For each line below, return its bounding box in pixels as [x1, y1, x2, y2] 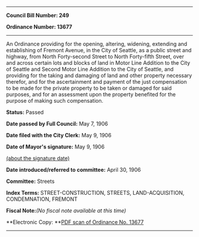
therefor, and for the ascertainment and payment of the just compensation [6, 78, 187, 85]
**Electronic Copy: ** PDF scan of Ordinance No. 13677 [6, 219, 144, 226]
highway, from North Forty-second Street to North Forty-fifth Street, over [6, 53, 185, 60]
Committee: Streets [6, 178, 55, 185]
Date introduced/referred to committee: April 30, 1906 [6, 166, 141, 173]
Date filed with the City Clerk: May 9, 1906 [6, 132, 111, 138]
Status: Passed [6, 109, 44, 116]
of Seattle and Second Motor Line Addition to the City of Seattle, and [6, 66, 174, 72]
